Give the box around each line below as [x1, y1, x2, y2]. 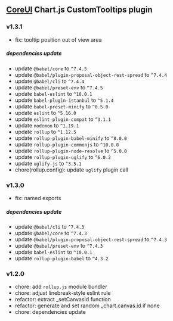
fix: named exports [14, 194, 61, 201]
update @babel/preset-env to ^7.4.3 [14, 242, 103, 249]
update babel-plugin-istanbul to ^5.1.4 [14, 96, 114, 104]
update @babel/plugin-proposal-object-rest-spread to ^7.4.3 [14, 235, 167, 243]
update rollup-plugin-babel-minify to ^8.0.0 [14, 134, 127, 142]
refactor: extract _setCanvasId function [14, 296, 112, 303]
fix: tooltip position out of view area [14, 36, 102, 43]
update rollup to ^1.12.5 [14, 128, 76, 135]
